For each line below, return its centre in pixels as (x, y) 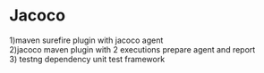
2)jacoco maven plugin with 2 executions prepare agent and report (132, 49)
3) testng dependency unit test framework (87, 59)
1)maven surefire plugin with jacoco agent (86, 40)
